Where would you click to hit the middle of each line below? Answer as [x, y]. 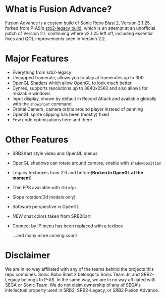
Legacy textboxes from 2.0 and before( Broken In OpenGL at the [78, 172]
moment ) [22, 178]
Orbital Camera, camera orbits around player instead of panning [78, 109]
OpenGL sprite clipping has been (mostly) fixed [60, 114]
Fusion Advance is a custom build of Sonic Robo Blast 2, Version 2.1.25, [78, 23]
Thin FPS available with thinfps [44, 187]
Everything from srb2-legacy [42, 72]
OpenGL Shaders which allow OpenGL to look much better [72, 83]
